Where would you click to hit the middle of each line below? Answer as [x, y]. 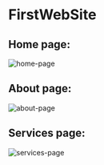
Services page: [47, 133]
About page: [40, 89]
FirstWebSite [52, 15]
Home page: [39, 44]
